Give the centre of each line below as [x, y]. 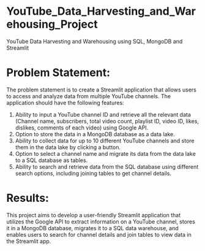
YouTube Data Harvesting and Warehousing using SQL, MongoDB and [95, 41]
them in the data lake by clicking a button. [68, 147]
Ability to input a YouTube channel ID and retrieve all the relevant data [103, 114]
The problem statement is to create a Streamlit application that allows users [102, 90]
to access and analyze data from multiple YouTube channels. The [89, 96]
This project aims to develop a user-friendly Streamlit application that [94, 215]
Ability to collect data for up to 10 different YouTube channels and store [105, 141]
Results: [28, 198]
